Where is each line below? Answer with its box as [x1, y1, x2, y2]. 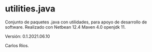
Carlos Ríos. [5, 42, 29, 48]
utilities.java [5, 3, 55, 14]
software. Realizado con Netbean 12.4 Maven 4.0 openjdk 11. [5, 24, 126, 30]
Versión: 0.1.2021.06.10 [5, 33, 50, 39]
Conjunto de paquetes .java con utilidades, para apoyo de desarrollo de [5, 19, 147, 25]
